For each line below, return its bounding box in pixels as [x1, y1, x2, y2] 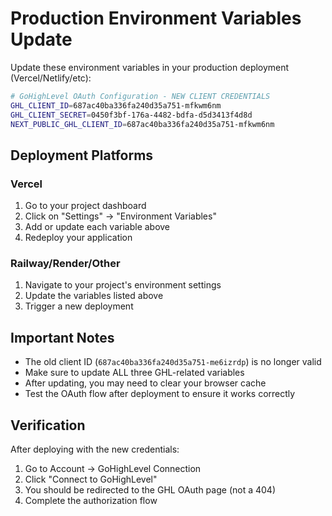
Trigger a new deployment [24, 300, 134, 312]
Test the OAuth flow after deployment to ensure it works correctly [24, 388, 296, 400]
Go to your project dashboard [24, 200, 147, 212]
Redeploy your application [24, 232, 133, 244]
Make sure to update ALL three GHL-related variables [24, 367, 245, 379]
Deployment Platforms [10, 147, 154, 164]
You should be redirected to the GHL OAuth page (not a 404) [24, 484, 276, 496]
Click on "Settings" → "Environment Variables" [24, 210, 217, 222]
